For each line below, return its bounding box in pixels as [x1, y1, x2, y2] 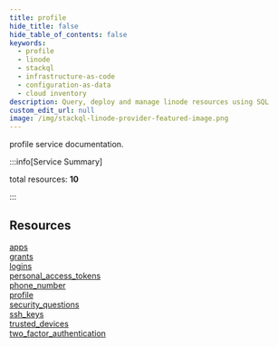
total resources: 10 [9, 173, 79, 185]
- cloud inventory [17, 89, 88, 98]
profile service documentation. [9, 139, 124, 150]
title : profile [9, 13, 67, 23]
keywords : [9, 38, 47, 48]
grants [9, 250, 34, 262]
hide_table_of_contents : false [9, 30, 128, 39]
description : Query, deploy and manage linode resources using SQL [9, 97, 270, 107]
